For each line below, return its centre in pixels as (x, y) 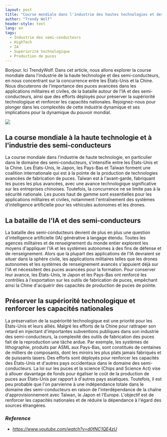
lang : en (14, 28)
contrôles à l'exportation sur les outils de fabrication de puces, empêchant (81, 280)
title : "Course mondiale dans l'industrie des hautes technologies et (80, 14)
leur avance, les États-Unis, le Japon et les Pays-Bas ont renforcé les (76, 275)
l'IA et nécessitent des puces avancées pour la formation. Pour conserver (80, 270)
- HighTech (21, 42)
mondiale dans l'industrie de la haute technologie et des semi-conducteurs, (83, 76)
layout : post (19, 10)
